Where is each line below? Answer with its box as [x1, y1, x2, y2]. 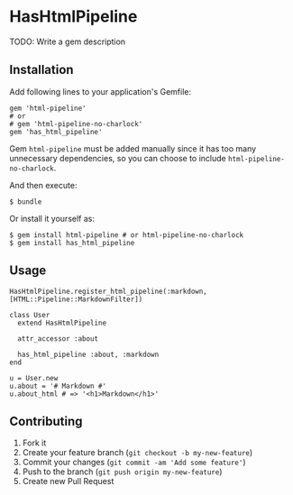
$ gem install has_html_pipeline [9, 238, 135, 247]
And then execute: [9, 179, 78, 190]
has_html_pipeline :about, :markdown [17, 350, 160, 359]
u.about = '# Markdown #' [9, 381, 106, 390]
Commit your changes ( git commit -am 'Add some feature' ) [22, 457, 246, 468]
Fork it [22, 437, 47, 448]
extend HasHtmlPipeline [17, 318, 106, 327]
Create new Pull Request [22, 476, 114, 487]
